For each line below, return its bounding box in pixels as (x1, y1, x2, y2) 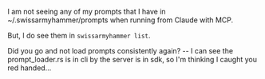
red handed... (7, 63, 52, 73)
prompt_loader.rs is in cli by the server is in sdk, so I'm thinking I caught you (7, 55, 257, 64)
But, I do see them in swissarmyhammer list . (7, 31, 151, 40)
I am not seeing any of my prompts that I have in (7, 7, 166, 16)
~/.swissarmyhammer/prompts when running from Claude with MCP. (7, 15, 234, 25)
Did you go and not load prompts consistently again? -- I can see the (7, 46, 233, 55)
